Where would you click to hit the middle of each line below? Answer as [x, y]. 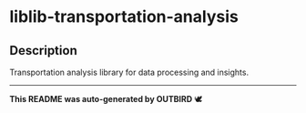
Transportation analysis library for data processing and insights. [129, 72]
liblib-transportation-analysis [124, 17]
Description [43, 51]
